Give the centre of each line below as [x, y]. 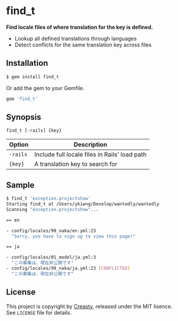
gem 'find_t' [22, 99]
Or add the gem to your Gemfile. [45, 88]
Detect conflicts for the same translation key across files [83, 45]
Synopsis [24, 117]
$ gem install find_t [33, 77]
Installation [27, 63]
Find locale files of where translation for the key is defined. [80, 27]
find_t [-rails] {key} [34, 131]
